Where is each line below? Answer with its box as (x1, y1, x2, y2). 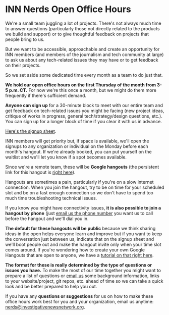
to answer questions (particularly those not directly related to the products (5, 25, 160, 31)
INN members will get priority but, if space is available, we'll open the (5, 138, 150, 144)
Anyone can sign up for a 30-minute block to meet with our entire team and (5, 102, 163, 108)
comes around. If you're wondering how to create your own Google (5, 246, 145, 253)
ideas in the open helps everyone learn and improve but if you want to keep (5, 231, 162, 237)
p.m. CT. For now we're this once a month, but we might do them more (9, 87, 156, 93)
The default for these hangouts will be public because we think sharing (5, 225, 156, 231)
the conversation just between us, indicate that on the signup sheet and (5, 236, 154, 242)
